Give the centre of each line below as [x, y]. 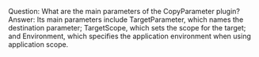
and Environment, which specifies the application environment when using [129, 36]
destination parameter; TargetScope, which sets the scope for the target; [127, 28]
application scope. [38, 45]
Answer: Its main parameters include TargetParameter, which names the [126, 20]
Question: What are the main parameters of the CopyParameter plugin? [124, 11]
